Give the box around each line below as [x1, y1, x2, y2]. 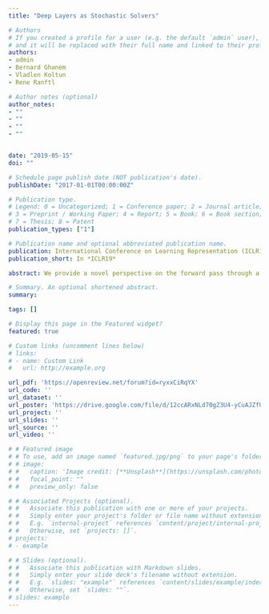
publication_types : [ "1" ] [8, 225, 94, 233]
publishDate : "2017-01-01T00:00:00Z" [8, 181, 134, 189]
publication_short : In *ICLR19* [8, 254, 116, 263]
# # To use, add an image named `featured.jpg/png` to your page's [8, 453, 239, 461]
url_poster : [8, 401, 48, 409]
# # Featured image [8, 446, 74, 454]
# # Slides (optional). [8, 556, 88, 564]
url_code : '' [8, 386, 52, 394]
